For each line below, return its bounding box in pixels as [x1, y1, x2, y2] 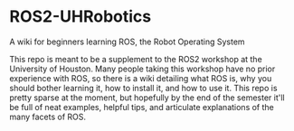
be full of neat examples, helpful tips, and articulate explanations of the [9, 101, 274, 112]
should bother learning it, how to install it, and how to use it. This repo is [9, 82, 278, 93]
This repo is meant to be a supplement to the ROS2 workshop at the [9, 53, 262, 64]
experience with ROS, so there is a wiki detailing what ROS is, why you [9, 72, 272, 83]
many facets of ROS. [9, 111, 86, 122]
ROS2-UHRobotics [9, 6, 152, 27]
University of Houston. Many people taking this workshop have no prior [9, 63, 276, 74]
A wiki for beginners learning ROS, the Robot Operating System [9, 36, 246, 47]
